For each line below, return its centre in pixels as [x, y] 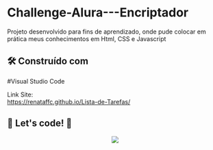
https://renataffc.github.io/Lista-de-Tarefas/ [69, 101]
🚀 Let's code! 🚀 [40, 124]
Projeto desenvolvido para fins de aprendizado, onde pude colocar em [107, 32]
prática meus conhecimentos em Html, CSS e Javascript [87, 38]
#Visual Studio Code [36, 81]
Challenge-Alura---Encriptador [98, 13]
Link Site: [20, 95]
